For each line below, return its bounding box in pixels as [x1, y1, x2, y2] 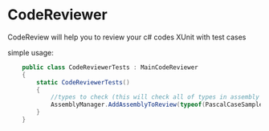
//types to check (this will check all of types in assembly [50, 93, 260, 101]
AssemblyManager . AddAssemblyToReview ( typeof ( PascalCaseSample [50, 100, 263, 109]
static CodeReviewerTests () [36, 78, 130, 86]
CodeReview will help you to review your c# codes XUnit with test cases [7, 32, 247, 42]
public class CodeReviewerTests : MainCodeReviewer [22, 63, 198, 72]
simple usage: [7, 47, 54, 57]
